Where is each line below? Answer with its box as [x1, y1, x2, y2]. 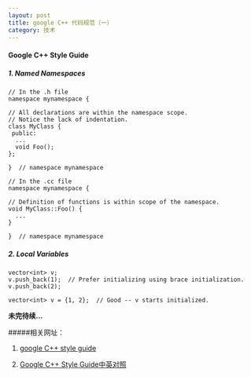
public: [11, 129, 37, 137]
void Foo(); [15, 143, 55, 151]
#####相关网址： [8, 328, 65, 337]
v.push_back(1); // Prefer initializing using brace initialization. [8, 276, 245, 284]
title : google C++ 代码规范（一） [8, 19, 113, 27]
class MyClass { [8, 123, 61, 130]
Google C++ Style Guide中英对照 [19, 359, 127, 369]
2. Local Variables [8, 249, 69, 258]
